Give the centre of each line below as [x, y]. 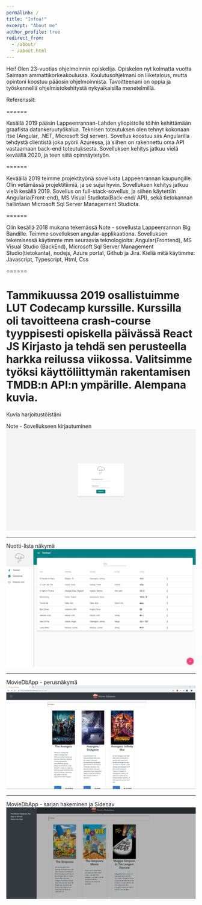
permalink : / [23, 13]
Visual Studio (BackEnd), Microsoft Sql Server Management [80, 246]
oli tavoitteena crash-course [79, 321]
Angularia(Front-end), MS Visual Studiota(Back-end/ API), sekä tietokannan [99, 197]
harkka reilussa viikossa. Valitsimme [99, 359]
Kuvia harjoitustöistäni [34, 414]
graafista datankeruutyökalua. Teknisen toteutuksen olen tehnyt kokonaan [98, 129]
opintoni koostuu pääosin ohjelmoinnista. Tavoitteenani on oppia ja [89, 81]
